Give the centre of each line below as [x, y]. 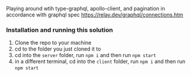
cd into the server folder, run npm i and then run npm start [85, 55]
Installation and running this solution [60, 30]
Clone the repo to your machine [53, 43]
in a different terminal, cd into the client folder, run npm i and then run [100, 62]
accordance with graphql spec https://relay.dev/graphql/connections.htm [95, 15]
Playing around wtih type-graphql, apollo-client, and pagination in [86, 9]
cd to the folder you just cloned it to [58, 49]
